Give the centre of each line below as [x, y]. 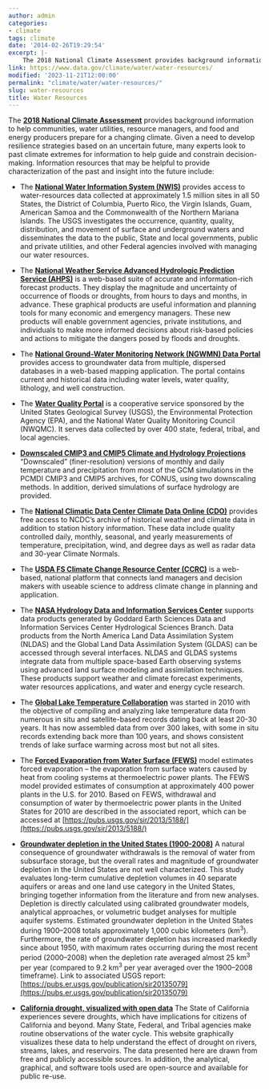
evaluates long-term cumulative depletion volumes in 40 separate [128, 878]
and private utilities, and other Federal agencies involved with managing [139, 247]
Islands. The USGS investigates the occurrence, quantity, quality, [127, 221]
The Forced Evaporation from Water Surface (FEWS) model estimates [137, 761]
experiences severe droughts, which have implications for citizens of [133, 1017]
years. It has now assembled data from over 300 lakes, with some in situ [139, 728]
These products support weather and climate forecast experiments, [131, 678]
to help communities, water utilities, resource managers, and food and [124, 129]
